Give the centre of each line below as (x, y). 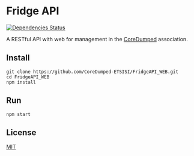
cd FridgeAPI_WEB (28, 77)
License (21, 132)
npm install (21, 82)
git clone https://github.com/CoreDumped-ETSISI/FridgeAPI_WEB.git (92, 72)
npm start (19, 114)
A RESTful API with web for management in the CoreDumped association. (97, 39)
